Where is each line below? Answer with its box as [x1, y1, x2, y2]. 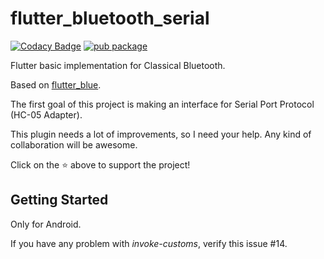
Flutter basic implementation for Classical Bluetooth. [10, 59, 226, 71]
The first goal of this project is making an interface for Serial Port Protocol [10, 98, 315, 110]
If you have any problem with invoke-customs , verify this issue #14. [10, 237, 288, 249]
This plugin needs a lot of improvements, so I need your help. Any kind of [10, 128, 312, 140]
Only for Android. [10, 218, 82, 230]
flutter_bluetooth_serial [10, 7, 210, 30]
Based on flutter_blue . [10, 78, 102, 91]
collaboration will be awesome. [10, 138, 138, 151]
